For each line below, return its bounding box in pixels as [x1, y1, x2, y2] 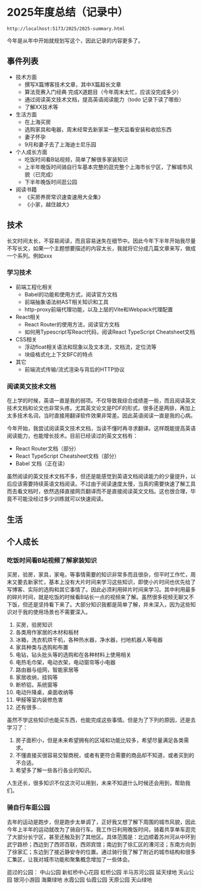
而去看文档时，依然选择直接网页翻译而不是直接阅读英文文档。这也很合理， [7, 488, 191, 495]
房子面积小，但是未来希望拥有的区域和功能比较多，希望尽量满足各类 [15, 737, 184, 744]
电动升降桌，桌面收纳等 [15, 689, 74, 696]
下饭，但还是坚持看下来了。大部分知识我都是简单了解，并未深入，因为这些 [7, 601, 191, 608]
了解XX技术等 [24, 103, 59, 110]
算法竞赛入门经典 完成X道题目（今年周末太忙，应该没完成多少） [24, 88, 182, 95]
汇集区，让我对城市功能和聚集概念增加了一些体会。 [7, 855, 133, 863]
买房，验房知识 [15, 621, 53, 629]
